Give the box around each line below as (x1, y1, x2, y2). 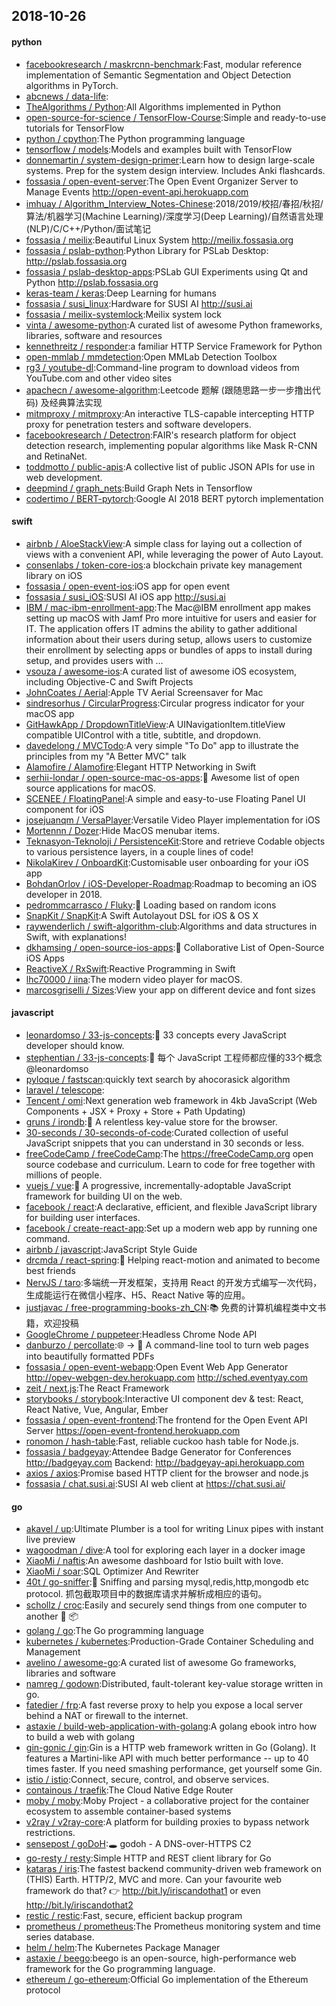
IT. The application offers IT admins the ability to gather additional (25, 622, 298, 634)
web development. (25, 471, 103, 483)
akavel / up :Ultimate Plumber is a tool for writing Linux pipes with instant (25, 1523, 324, 1535)
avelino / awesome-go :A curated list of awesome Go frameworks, (25, 1657, 297, 1669)
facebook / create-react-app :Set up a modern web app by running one (25, 1222, 318, 1234)
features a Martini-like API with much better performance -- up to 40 (25, 1752, 309, 1764)
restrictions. (25, 1827, 76, 1839)
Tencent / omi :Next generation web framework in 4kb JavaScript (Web (25, 1095, 318, 1106)
